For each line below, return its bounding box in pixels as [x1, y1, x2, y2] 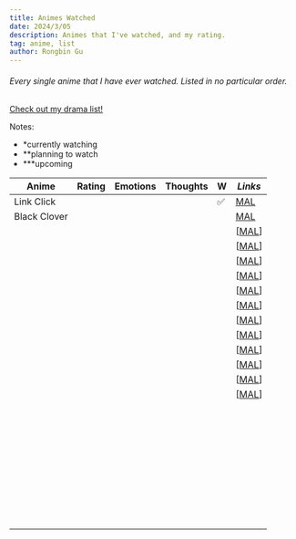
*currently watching [22, 139, 98, 150]
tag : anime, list [9, 38, 76, 48]
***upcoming [22, 159, 73, 170]
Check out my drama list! [9, 104, 103, 115]
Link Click [14, 195, 56, 208]
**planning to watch [22, 149, 98, 160]
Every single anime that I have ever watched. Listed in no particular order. [9, 75, 288, 87]
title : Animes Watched [9, 13, 96, 23]
